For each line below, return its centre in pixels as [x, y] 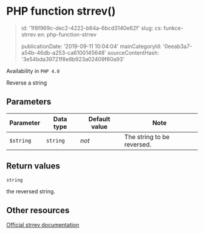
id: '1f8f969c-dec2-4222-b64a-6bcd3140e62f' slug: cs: [92, 28]
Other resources [38, 210]
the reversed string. [31, 191]
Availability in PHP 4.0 [33, 71]
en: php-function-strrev [67, 34]
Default [99, 119]
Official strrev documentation [43, 225]
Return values [33, 166]
